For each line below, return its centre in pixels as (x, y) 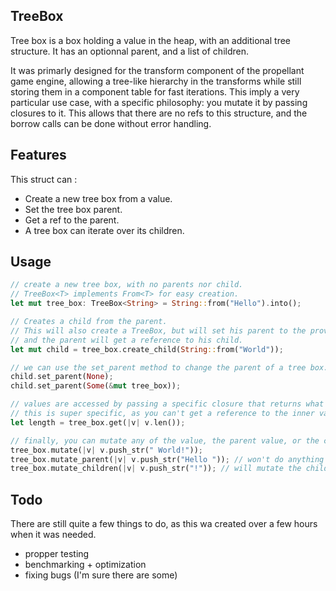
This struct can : (44, 179)
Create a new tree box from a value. (98, 198)
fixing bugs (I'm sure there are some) (101, 575)
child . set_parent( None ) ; (62, 377)
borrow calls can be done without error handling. (111, 123)
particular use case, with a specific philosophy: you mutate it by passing (159, 102)
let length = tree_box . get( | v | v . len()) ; (98, 422)
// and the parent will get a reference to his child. (127, 340)
